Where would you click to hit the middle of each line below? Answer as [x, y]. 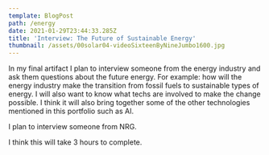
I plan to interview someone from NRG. [72, 127]
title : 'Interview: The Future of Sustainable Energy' [102, 38]
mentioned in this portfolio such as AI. [71, 111]
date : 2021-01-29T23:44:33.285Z [62, 31]
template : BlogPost [41, 16]
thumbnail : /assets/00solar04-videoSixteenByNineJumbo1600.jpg [117, 46]
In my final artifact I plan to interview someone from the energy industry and [134, 68]
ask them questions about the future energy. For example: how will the [125, 77]
